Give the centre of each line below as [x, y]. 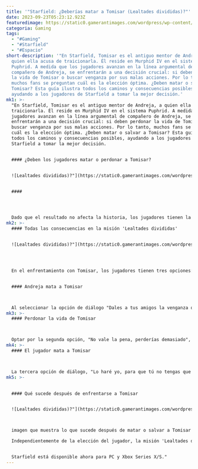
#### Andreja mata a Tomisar [47, 287]
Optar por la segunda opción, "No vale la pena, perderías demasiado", [101, 340]
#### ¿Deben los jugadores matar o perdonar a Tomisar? [81, 160]
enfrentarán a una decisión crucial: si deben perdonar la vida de [96, 122]
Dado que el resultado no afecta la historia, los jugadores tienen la [101, 218]
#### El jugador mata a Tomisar [51, 351]
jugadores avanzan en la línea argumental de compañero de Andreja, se [101, 116]
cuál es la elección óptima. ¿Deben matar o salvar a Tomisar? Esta [97, 133]
